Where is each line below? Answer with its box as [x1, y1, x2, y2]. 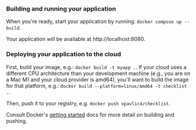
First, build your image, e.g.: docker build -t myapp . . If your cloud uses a [6, 63, 187, 70]
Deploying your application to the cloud [6, 50, 121, 59]
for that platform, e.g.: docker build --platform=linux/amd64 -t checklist [6, 82, 187, 89]
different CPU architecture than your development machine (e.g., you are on [6, 70, 191, 77]
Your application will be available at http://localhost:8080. [6, 36, 145, 43]
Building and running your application [6, 5, 117, 13]
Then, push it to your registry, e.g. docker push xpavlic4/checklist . [6, 100, 171, 107]
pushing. [6, 117, 28, 124]
